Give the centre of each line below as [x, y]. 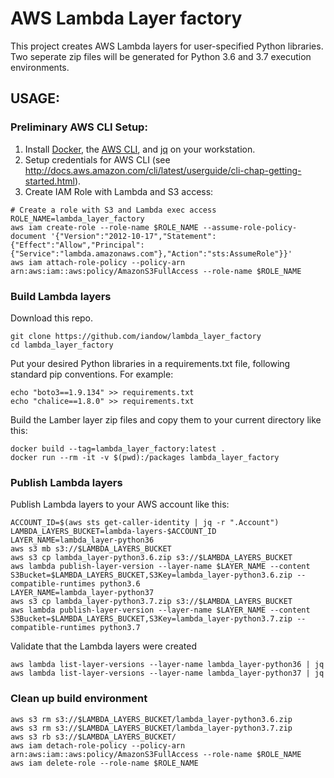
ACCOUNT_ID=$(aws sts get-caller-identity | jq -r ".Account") [145, 523]
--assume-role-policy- [250, 227]
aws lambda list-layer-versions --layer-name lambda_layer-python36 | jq [167, 665]
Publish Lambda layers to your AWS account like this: [120, 504]
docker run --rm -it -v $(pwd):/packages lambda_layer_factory [145, 457]
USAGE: [35, 98]
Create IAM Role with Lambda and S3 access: [119, 191]
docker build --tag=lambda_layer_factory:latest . [118, 448]
